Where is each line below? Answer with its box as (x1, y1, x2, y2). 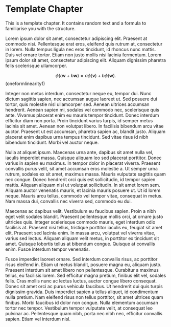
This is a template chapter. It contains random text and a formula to (5, 20, 146, 26)
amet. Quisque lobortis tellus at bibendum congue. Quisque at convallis (5, 241, 155, 247)
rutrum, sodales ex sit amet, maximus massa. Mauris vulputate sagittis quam (5, 171, 166, 177)
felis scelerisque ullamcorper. (5, 62, 67, 69)
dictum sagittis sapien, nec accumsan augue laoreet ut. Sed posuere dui (5, 96, 157, 102)
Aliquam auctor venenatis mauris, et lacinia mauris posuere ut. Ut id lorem (5, 187, 161, 193)
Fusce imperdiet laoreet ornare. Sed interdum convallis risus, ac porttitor (5, 256, 158, 262)
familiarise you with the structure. (5, 25, 76, 31)
